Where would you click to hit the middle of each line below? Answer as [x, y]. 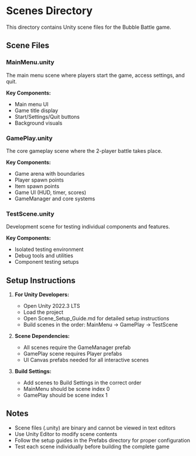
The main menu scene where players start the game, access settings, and [95, 75]
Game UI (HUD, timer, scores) [50, 192]
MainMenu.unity [30, 62]
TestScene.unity [30, 214]
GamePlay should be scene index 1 [65, 395]
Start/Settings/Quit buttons [47, 116]
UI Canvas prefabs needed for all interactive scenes [86, 360]
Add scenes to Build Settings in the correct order [82, 383]
